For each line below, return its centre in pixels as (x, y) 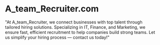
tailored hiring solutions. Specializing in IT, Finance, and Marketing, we (75, 27)
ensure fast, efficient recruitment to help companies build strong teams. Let (80, 32)
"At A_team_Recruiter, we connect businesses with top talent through (74, 22)
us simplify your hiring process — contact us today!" (57, 37)
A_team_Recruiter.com (52, 9)
